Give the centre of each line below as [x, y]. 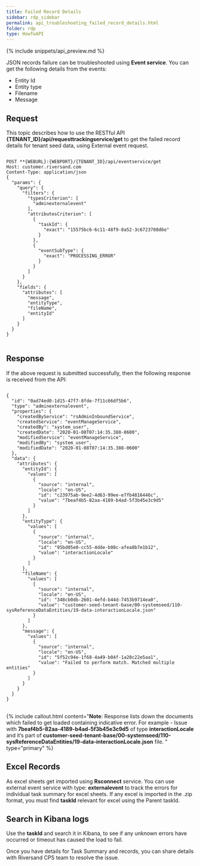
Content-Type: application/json [46, 172]
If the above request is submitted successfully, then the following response [99, 373]
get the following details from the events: [56, 69]
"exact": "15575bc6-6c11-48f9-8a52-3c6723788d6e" [107, 230]
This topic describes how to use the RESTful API [66, 133]
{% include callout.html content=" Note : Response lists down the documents [100, 716]
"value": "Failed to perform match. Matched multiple [106, 662]
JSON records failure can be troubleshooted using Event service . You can [98, 63]
